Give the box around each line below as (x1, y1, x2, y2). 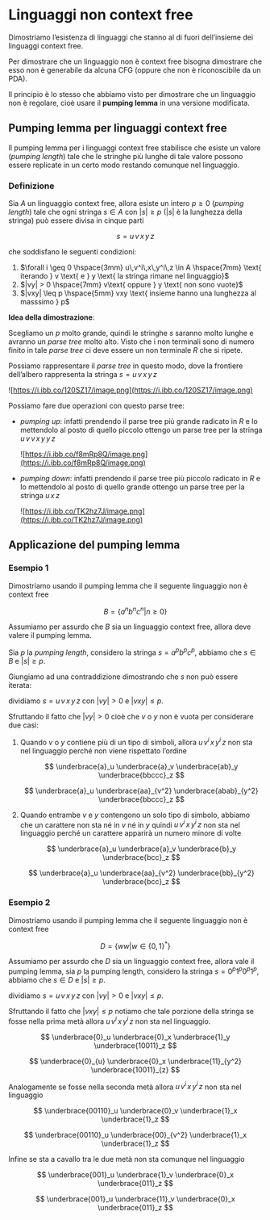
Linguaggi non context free (8, 6, 193, 24)
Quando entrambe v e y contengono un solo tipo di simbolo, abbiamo (19, 810, 251, 820)
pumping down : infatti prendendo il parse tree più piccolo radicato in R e (19, 474, 260, 484)
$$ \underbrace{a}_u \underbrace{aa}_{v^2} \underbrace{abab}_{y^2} (23, 786, 260, 795)
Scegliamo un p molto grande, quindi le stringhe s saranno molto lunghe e (8, 329, 254, 338)
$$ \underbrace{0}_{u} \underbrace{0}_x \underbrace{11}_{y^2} (29, 1056, 242, 1066)
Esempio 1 (8, 563, 49, 574)
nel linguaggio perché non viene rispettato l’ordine (19, 745, 187, 756)
